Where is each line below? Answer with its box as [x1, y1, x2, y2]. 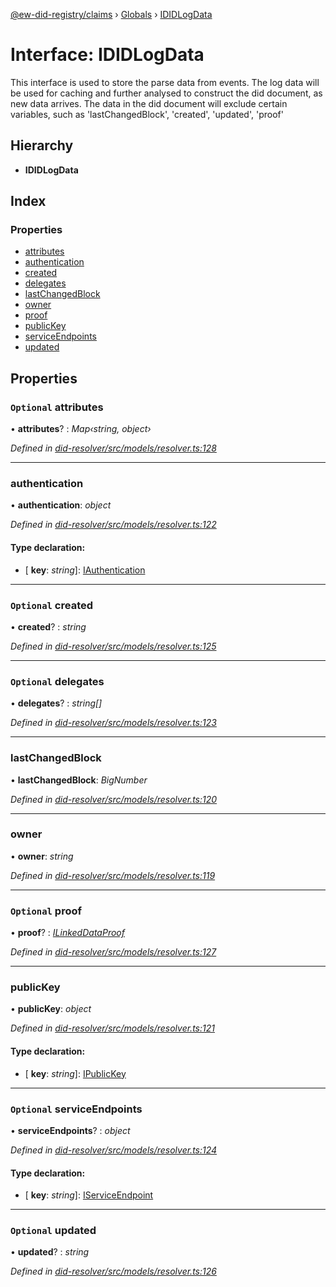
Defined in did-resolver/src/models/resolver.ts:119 [10, 869, 216, 881]
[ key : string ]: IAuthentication [24, 564, 146, 576]
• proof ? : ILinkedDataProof [10, 927, 125, 939]
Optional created [10, 598, 94, 612]
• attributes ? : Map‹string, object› [10, 423, 152, 435]
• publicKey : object [10, 1003, 92, 1015]
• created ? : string [10, 620, 87, 633]
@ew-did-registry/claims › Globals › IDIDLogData [10, 9, 213, 20]
